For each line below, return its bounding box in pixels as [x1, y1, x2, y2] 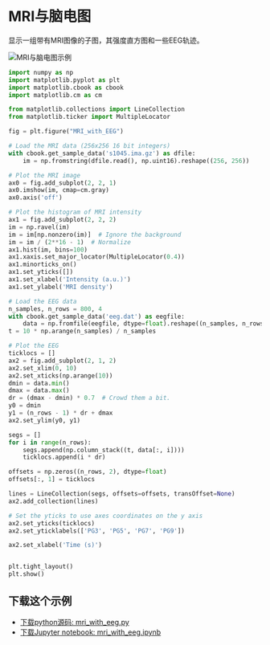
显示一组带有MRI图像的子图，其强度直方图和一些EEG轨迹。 [8, 35, 204, 45]
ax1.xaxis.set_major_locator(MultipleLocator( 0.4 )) [8, 253, 185, 261]
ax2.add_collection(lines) [8, 497, 99, 505]
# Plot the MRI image [8, 171, 81, 179]
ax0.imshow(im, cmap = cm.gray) [8, 186, 110, 194]
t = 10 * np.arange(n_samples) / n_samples [8, 327, 157, 336]
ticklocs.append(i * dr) [22, 453, 106, 462]
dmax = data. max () [8, 386, 70, 394]
